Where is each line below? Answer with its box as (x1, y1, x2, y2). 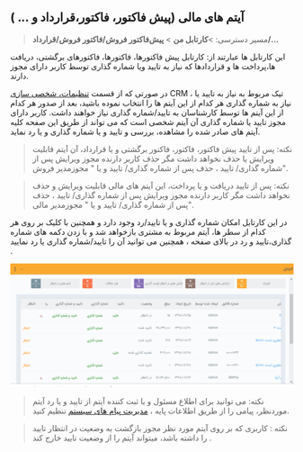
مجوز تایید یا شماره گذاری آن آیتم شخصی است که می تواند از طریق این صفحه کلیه (10, 116, 287, 127)
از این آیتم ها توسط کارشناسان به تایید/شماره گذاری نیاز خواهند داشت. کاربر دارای (10, 106, 284, 118)
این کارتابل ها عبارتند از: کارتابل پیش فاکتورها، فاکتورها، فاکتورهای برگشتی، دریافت (10, 51, 286, 62)
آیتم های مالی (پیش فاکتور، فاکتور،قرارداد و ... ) (10, 10, 245, 25)
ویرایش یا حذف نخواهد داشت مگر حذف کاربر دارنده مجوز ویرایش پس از (31, 153, 275, 164)
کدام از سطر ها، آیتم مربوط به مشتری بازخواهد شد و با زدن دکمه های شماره (10, 226, 266, 237)
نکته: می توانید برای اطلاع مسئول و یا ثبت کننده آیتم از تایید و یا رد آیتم (31, 396, 264, 407)
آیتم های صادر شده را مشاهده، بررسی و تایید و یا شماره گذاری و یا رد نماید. (10, 126, 261, 137)
